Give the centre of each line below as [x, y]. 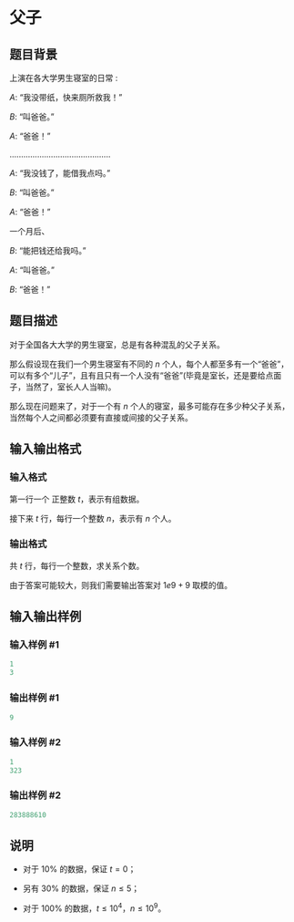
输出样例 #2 [35, 795]
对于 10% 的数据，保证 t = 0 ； [79, 869]
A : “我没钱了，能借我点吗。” [60, 173]
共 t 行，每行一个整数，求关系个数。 [77, 565]
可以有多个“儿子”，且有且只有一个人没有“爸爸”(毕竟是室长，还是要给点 [142, 375]
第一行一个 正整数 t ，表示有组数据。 [77, 499]
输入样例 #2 [35, 742]
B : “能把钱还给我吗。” [48, 250]
